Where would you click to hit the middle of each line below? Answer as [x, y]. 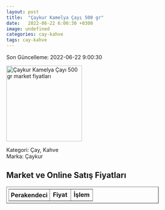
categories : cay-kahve [35, 34]
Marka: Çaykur [25, 156]
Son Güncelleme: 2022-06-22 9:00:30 [54, 57]
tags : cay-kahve [27, 40]
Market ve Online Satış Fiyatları [66, 175]
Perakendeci [30, 195]
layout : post [23, 12]
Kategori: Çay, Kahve [32, 150]
